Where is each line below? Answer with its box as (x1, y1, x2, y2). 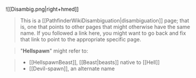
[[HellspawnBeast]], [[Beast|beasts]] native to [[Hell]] (29, 59, 160, 66)
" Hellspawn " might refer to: (20, 47, 88, 54)
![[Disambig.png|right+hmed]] (5, 6, 79, 12)
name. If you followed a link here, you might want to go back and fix (20, 30, 186, 37)
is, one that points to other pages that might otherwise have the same (20, 24, 191, 30)
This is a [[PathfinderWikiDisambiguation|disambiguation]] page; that (20, 17, 189, 24)
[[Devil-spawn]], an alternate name (29, 65, 115, 72)
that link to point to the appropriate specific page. (20, 36, 141, 43)
